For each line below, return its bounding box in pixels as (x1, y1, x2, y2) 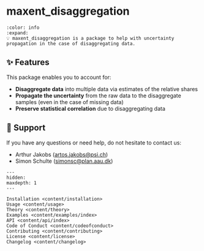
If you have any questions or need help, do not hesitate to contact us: (6, 139, 182, 146)
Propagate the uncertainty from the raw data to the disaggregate (15, 92, 182, 99)
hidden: (6, 174, 26, 181)
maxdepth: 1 (6, 179, 37, 186)
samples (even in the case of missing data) (15, 98, 124, 105)
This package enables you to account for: (6, 73, 111, 81)
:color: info (6, 24, 40, 31)
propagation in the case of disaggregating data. (6, 40, 136, 47)
